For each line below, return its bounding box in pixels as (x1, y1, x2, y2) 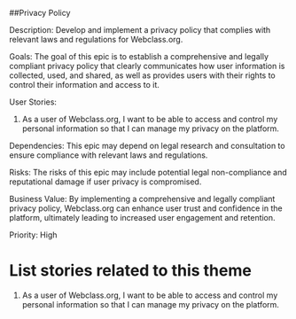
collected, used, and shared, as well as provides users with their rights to (9, 70, 277, 81)
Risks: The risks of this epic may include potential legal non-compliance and (9, 167, 287, 177)
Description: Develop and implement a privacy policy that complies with (9, 25, 271, 35)
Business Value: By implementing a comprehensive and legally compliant (9, 194, 276, 204)
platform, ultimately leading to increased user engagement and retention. (9, 213, 277, 222)
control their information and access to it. (9, 80, 160, 89)
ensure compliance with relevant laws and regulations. (9, 150, 208, 160)
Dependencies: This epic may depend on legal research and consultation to (9, 141, 285, 151)
